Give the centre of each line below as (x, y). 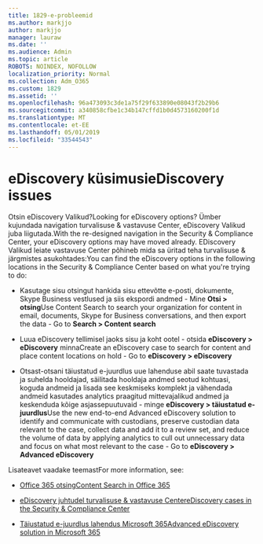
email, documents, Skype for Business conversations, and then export (133, 316)
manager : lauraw (35, 37)
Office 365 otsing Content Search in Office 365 (95, 485)
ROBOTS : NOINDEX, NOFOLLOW (52, 67)
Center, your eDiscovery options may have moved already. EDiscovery (122, 242)
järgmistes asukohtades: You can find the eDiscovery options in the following (132, 259)
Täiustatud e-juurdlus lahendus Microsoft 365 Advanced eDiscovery (129, 524)
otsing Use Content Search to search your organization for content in (131, 307)
